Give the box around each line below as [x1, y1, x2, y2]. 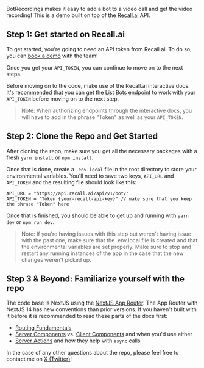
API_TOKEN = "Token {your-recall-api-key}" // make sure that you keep [6, 195, 192, 202]
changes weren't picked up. [21, 256, 91, 263]
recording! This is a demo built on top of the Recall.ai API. [6, 12, 150, 19]
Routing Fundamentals [15, 324, 72, 331]
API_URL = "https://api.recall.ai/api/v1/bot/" [6, 190, 130, 197]
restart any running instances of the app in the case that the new [21, 250, 184, 257]
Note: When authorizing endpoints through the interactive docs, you [21, 107, 192, 114]
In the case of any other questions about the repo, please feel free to [6, 349, 179, 356]
